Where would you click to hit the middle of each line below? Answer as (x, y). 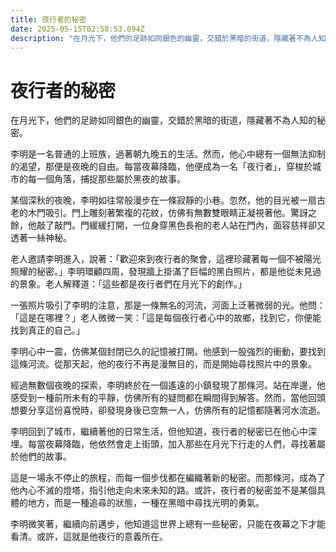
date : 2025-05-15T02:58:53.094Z (77, 29)
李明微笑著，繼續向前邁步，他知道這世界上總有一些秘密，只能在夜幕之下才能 (168, 524)
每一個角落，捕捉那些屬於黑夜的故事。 (106, 179)
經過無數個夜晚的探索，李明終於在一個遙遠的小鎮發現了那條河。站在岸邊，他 (168, 385)
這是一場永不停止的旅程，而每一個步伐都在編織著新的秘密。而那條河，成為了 (168, 478)
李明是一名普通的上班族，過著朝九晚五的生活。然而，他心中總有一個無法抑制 (168, 154)
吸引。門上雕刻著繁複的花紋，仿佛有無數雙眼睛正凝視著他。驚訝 (176, 213)
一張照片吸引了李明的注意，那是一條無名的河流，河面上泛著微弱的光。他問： (168, 305)
